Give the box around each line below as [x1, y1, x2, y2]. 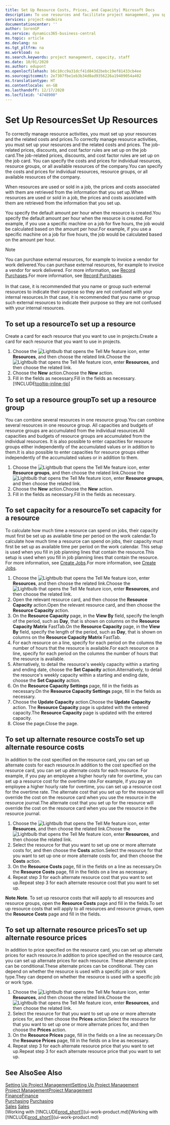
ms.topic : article [5, 36, 44, 41]
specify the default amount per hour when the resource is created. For [5, 215, 152, 221]
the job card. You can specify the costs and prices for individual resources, [5, 158, 162, 164]
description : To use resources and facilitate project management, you [5, 12, 159, 17]
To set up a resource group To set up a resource [5, 395, 157, 404]
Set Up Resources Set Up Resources [5, 114, 158, 126]
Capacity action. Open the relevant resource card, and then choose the [12, 602, 161, 608]
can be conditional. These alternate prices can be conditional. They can [5, 963, 153, 969]
